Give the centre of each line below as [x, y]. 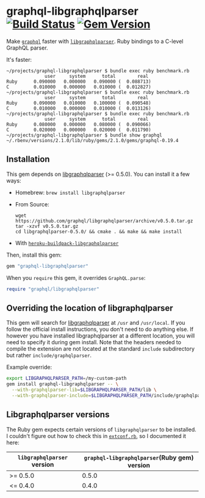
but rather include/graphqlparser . [49, 355]
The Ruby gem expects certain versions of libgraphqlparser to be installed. [101, 429]
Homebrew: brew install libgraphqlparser [70, 192]
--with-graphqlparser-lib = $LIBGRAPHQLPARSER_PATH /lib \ [84, 390]
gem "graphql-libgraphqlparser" [47, 266]
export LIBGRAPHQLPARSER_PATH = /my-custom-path [67, 379]
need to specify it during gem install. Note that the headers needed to [94, 342]
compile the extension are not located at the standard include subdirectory [101, 349]
